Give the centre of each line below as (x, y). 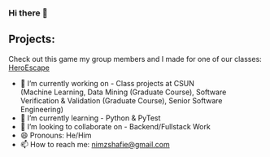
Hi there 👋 (28, 13)
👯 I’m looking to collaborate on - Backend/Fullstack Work (115, 126)
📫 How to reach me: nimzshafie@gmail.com (95, 144)
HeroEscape (29, 68)
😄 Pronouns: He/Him (56, 135)
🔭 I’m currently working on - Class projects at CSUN (107, 83)
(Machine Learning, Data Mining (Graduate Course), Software (123, 92)
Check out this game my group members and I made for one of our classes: (135, 59)
